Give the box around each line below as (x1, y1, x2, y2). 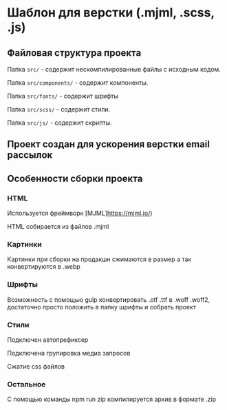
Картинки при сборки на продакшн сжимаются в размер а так (7, 255, 192, 263)
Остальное (7, 379, 46, 389)
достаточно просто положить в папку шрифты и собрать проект (7, 303, 196, 311)
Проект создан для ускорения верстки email (7, 139, 210, 150)
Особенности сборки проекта (7, 172, 143, 184)
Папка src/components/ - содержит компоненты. (7, 79, 149, 87)
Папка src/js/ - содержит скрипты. (7, 119, 112, 127)
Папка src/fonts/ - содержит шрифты (7, 92, 119, 100)
